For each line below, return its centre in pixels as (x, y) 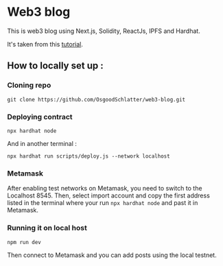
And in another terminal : (42, 143)
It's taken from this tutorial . (45, 44)
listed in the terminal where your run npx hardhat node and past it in (103, 203)
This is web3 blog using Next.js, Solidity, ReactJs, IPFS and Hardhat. (104, 31)
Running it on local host (47, 228)
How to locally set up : (56, 66)
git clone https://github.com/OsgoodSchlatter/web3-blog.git (96, 99)
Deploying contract (40, 117)
